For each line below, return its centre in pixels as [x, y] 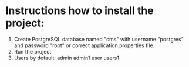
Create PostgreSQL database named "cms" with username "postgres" [99, 39]
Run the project [33, 51]
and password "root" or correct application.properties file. [84, 45]
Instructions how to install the [80, 11]
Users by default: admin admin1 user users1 [67, 58]
